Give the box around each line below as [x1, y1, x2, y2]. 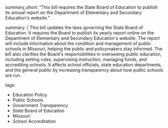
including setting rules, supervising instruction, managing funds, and [5, 56, 147, 62]
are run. [5, 72, 22, 78]
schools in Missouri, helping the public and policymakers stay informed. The [5, 46, 163, 51]
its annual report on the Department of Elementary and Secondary [5, 9, 142, 15]
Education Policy [12, 92, 48, 97]
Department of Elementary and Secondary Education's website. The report [5, 35, 160, 41]
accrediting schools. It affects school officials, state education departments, [5, 62, 162, 67]
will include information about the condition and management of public [5, 40, 151, 46]
